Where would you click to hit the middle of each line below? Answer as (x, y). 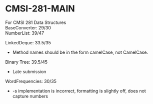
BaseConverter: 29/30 (28, 27)
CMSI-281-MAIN (40, 9)
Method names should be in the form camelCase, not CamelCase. (80, 52)
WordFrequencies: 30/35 (31, 81)
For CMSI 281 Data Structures (36, 22)
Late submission (29, 71)
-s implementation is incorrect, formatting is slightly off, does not (79, 91)
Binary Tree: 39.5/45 (26, 62)
